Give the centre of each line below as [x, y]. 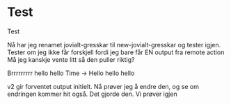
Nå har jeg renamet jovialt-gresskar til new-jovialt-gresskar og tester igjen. [114, 45]
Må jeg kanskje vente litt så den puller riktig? [71, 59]
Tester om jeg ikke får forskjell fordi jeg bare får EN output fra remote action [116, 52]
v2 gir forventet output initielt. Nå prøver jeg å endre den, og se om [103, 86]
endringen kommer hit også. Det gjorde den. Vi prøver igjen [92, 94]
